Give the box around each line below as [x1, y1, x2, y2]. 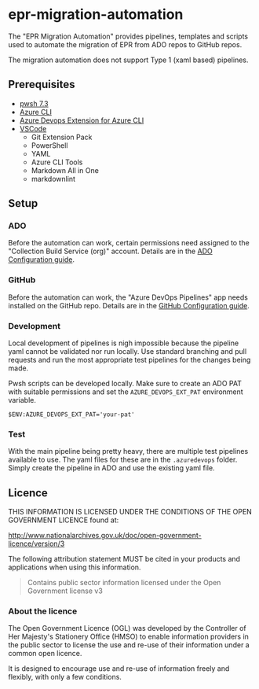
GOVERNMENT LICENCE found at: [8, 515, 119, 525]
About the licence [8, 606, 78, 617]
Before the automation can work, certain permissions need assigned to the [8, 238, 250, 248]
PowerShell [31, 140, 68, 150]
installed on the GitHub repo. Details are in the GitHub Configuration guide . [8, 300, 250, 310]
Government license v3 [27, 586, 104, 595]
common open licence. [8, 649, 82, 658]
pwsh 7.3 [19, 98, 49, 108]
